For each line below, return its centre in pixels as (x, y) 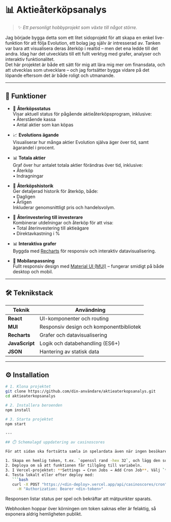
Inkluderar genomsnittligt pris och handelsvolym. (64, 207)
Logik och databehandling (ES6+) (80, 343)
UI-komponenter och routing (74, 318)
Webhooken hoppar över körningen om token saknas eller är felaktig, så (81, 509)
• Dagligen (24, 196)
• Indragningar (28, 176)
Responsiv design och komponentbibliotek (90, 327)
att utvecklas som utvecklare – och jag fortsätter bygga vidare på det (77, 70)
